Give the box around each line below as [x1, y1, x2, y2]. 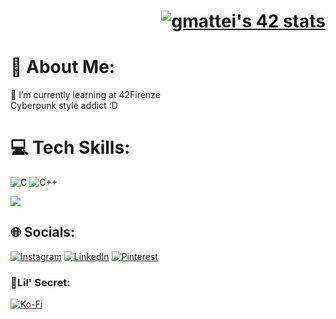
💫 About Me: [10, 56, 116, 79]
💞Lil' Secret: [10, 275, 71, 289]
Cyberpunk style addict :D [10, 100, 118, 112]
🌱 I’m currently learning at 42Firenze [10, 89, 161, 101]
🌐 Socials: [10, 224, 76, 241]
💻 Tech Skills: [10, 136, 131, 159]
